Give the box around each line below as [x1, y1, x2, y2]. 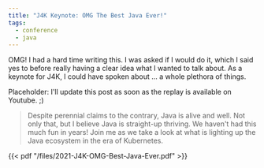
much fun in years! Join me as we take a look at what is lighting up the [27, 128, 256, 137]
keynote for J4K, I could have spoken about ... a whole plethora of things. [8, 72, 247, 81]
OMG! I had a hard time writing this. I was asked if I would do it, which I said [8, 55, 254, 65]
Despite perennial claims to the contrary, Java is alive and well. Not [27, 111, 246, 121]
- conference [15, 26, 58, 34]
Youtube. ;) [8, 95, 44, 105]
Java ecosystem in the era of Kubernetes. [27, 136, 164, 146]
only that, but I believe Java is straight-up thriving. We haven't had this [27, 119, 257, 129]
